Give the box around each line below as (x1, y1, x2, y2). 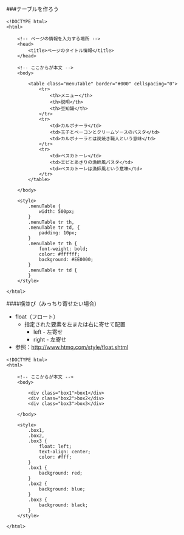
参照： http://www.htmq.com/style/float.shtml (15, 343, 129, 351)
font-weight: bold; (38, 246, 88, 252)
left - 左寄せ (33, 328, 63, 336)
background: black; (38, 502, 88, 508)
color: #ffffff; (38, 251, 80, 257)
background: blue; (38, 486, 86, 492)
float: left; (38, 443, 72, 450)
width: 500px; (38, 209, 75, 215)
